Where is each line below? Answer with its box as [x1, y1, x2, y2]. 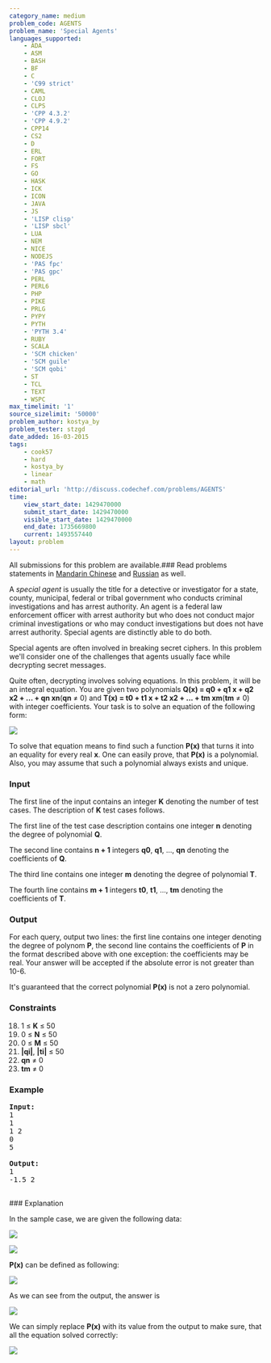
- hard [23, 455, 46, 463]
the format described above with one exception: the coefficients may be [9, 949, 249, 959]
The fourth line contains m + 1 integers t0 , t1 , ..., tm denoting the [9, 885, 223, 895]
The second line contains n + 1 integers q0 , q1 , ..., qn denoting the [9, 846, 229, 855]
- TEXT [23, 387, 46, 396]
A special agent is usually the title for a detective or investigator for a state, [9, 584, 259, 594]
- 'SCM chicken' [23, 350, 79, 358]
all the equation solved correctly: [9, 1331, 119, 1340]
